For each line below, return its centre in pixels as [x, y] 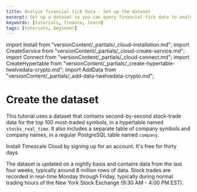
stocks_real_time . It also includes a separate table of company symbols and [98, 129]
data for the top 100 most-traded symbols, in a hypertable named [85, 123]
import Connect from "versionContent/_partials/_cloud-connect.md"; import [98, 57]
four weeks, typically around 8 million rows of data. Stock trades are [89, 170]
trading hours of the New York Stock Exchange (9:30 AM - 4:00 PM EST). [95, 183]
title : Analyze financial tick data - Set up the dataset [78, 11]
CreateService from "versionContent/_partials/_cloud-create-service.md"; [96, 51]
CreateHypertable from [34, 64]
